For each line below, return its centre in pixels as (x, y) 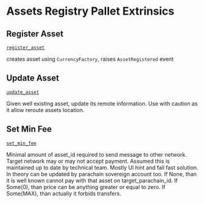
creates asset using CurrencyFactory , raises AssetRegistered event (90, 59)
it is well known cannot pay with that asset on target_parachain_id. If (92, 180)
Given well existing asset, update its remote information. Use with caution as (102, 103)
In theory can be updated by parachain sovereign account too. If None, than (101, 174)
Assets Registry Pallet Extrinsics (90, 11)
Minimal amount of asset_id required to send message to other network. (97, 154)
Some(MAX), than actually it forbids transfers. (64, 193)
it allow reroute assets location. (45, 110)
